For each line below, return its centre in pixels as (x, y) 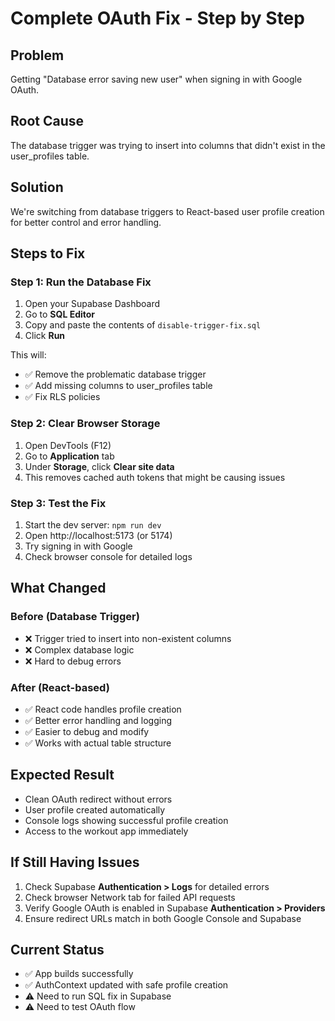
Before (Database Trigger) (75, 617)
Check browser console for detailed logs (108, 556)
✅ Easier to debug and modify (87, 731)
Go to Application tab (69, 456)
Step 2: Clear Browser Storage (85, 424)
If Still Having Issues (75, 862)
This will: (28, 355)
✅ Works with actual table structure (98, 743)
